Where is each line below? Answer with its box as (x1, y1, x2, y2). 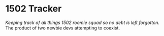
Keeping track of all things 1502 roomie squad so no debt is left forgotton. (5, 19, 160, 25)
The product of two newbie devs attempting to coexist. (5, 24, 120, 30)
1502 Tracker (5, 3, 62, 14)
